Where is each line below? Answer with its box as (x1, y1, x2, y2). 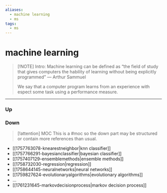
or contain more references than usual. (17, 136, 97, 142)
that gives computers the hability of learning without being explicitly (17, 69, 157, 75)
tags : (5, 21, 16, 26)
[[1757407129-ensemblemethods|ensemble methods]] (12, 156, 124, 162)
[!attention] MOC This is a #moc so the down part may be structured (17, 130, 158, 136)
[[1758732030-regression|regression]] (12, 161, 91, 167)
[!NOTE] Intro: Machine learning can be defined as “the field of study (17, 64, 159, 69)
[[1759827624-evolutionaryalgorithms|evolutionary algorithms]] (12, 172, 143, 178)
